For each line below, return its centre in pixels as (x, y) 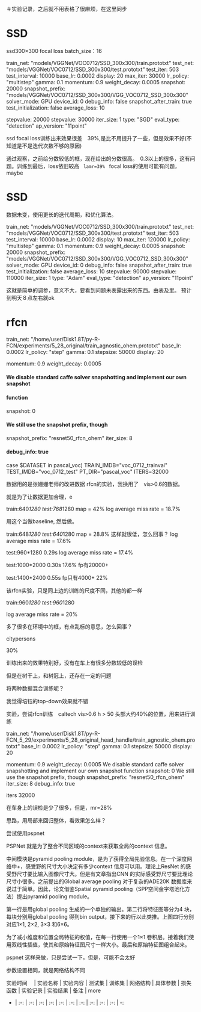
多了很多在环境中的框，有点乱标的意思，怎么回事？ (69, 627)
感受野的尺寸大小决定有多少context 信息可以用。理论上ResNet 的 (106, 866)
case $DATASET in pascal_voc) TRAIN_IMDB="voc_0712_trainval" (87, 465)
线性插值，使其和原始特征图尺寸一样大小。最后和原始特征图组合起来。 (103, 945)
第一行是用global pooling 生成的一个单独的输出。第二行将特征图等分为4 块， (100, 909)
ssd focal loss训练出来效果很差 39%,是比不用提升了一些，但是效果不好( (97, 138)
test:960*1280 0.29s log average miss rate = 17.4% (70, 553)
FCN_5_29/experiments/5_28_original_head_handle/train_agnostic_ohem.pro (101, 740)
